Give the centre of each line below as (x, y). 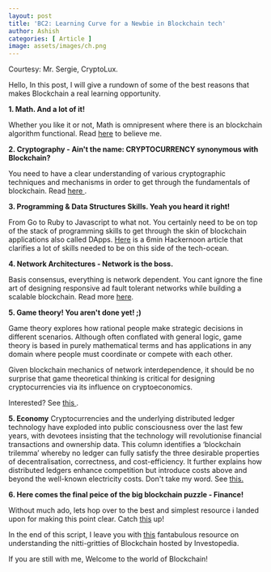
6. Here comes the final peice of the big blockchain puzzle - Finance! (126, 495)
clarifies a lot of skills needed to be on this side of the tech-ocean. (119, 248)
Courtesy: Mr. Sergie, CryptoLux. (64, 69)
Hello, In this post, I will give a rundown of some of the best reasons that (129, 85)
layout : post (30, 16)
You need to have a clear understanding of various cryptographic (117, 174)
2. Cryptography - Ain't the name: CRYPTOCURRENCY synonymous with (133, 149)
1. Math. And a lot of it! (47, 110)
